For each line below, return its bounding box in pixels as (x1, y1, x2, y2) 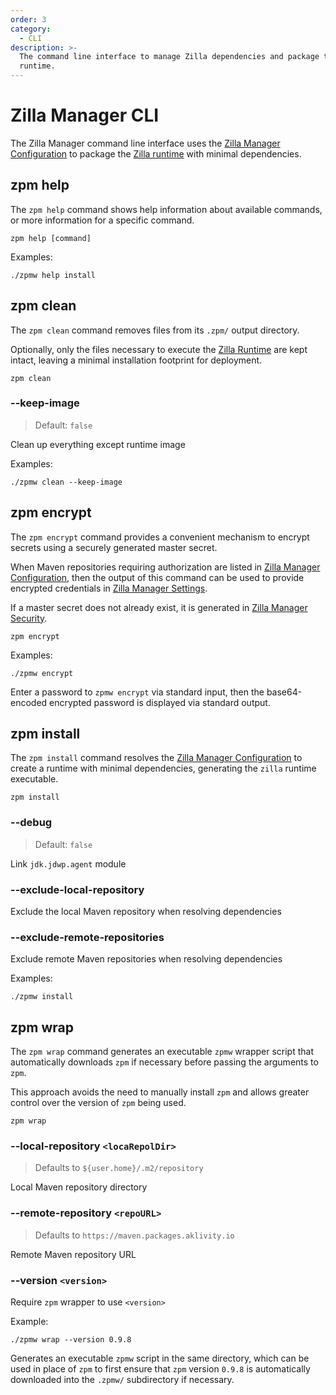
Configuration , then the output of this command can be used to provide (10, 571, 305, 583)
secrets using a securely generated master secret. (10, 541, 218, 553)
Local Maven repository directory (10, 1181, 148, 1193)
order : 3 (10, 14, 47, 25)
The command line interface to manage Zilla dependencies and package (19, 52, 320, 62)
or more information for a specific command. (10, 214, 195, 226)
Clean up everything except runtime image (10, 438, 186, 450)
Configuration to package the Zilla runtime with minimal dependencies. (10, 147, 302, 160)
